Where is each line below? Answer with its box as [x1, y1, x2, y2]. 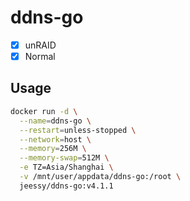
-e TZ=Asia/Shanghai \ [19, 162, 114, 173]
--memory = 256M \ [19, 144, 87, 154]
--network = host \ [19, 134, 92, 145]
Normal [24, 51, 56, 62]
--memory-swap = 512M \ [19, 153, 110, 163]
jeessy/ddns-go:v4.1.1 [19, 181, 114, 191]
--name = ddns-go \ [19, 116, 92, 126]
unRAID [24, 39, 57, 51]
